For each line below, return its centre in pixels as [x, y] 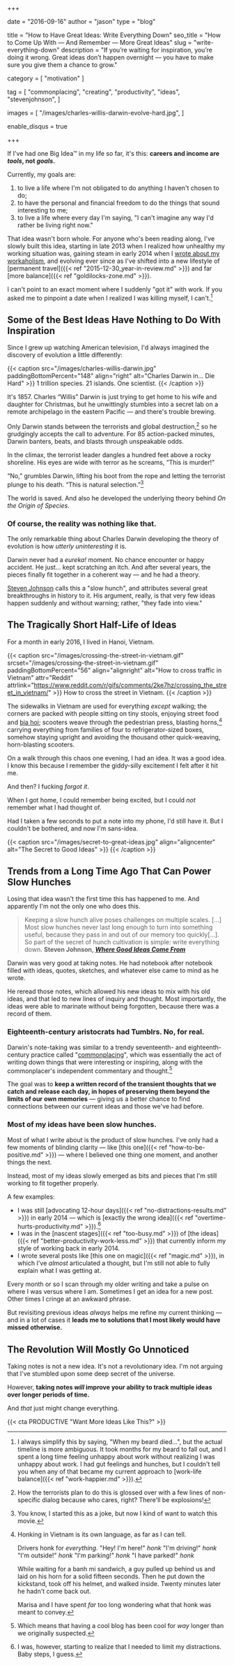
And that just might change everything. [63, 1408]
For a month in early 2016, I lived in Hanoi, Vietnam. [81, 642]
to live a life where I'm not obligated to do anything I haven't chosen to [118, 188]
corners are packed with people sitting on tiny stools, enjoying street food [113, 713]
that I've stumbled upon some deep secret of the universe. [91, 1374]
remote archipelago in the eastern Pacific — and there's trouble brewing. [111, 412]
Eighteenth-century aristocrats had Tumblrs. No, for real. [106, 1032]
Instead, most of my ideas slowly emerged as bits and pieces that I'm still [112, 1176]
